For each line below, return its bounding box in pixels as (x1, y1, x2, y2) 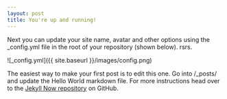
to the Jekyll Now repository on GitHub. (7, 84, 119, 92)
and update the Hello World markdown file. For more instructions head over (7, 76, 220, 85)
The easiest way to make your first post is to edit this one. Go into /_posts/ (7, 69, 217, 78)
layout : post (7, 10, 45, 17)
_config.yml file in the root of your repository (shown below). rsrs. (7, 43, 193, 51)
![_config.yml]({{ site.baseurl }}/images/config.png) (7, 56, 152, 64)
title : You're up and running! (7, 16, 97, 23)
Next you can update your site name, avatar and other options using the (7, 35, 211, 43)
